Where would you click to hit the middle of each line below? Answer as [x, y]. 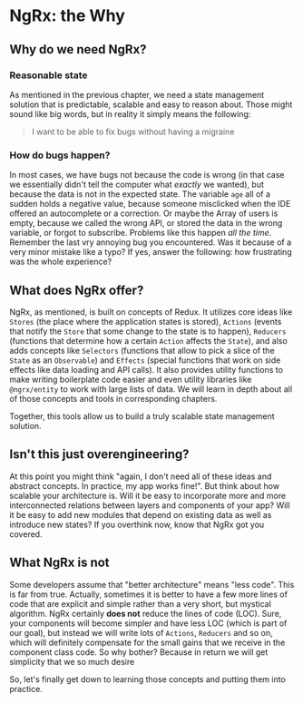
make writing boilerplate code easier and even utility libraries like [131, 379]
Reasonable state [49, 75]
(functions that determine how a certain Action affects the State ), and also [148, 340]
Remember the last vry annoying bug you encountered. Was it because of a [151, 242]
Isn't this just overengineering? [99, 454]
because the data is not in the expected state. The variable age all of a [140, 194]
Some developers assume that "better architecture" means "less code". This [152, 584]
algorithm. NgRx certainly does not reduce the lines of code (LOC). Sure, [146, 613]
